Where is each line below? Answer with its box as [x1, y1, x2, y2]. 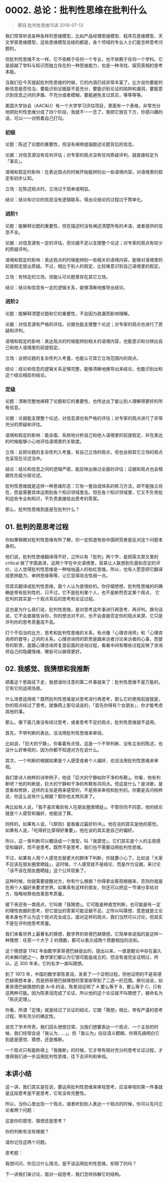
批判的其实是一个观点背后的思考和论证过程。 [5, 596, 97, 602]
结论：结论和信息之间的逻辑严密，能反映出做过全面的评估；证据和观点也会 [5, 466, 158, 472]
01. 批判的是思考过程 [5, 522, 69, 531]
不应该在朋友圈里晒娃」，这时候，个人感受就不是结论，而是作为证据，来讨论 [5, 861, 161, 867]
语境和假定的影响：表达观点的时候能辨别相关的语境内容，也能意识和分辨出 [5, 338, 158, 344]
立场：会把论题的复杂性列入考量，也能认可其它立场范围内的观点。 [5, 355, 141, 361]
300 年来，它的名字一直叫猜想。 [19, 960, 86, 966]
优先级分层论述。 [9, 472, 45, 478]
